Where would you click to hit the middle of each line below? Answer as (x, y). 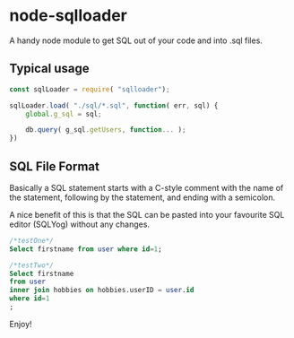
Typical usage (49, 69)
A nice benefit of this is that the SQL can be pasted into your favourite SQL (147, 214)
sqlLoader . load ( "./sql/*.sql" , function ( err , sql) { (114, 105)
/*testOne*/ (31, 240)
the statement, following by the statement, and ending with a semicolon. (143, 197)
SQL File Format (55, 166)
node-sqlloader (68, 16)
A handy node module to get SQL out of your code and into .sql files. (136, 40)
